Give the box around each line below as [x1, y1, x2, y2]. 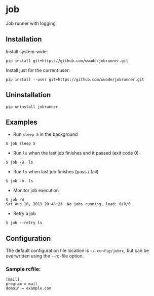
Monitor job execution [13, 188, 59, 194]
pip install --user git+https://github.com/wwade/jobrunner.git [6, 77, 144, 82]
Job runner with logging [6, 20, 56, 26]
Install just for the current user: [6, 67, 70, 73]
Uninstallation [6, 91, 51, 99]
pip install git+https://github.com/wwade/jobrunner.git [6, 58, 129, 63]
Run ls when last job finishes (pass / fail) [13, 169, 99, 175]
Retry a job [13, 210, 36, 216]
